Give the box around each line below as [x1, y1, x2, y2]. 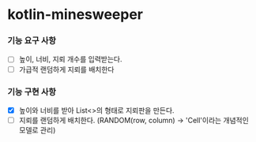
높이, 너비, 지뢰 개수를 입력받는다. [18, 54, 122, 64]
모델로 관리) [18, 125, 56, 135]
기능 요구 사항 [7, 35, 57, 47]
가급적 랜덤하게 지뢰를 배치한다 [18, 65, 115, 74]
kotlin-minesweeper [7, 6, 144, 24]
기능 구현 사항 [7, 86, 57, 97]
